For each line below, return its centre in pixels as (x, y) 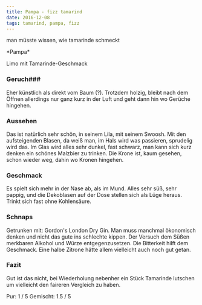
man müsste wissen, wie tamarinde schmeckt (63, 40)
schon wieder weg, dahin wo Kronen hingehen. (65, 159)
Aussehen (22, 121)
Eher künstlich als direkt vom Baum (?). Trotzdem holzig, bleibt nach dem (97, 92)
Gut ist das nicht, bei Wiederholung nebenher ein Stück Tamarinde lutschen (100, 278)
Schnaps (20, 217)
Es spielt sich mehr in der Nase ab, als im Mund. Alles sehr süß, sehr (92, 188)
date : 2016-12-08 (28, 18)
